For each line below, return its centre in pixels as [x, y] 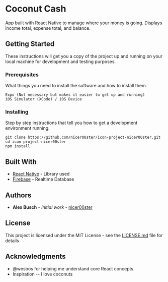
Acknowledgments [36, 257]
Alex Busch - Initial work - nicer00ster [53, 207]
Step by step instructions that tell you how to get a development [71, 123]
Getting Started [30, 44]
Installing [17, 111]
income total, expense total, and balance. [48, 28]
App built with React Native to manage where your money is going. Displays [84, 23]
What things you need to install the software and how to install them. [76, 86]
